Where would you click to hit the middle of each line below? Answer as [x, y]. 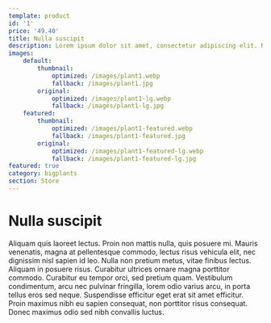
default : [38, 61]
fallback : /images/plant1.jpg [102, 83]
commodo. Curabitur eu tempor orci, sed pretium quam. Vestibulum [121, 277]
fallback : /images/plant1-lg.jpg [107, 106]
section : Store [34, 181]
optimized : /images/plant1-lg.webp [111, 99]
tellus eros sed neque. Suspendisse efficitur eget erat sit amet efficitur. [126, 295]
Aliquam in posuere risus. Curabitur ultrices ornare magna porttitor [119, 269]
